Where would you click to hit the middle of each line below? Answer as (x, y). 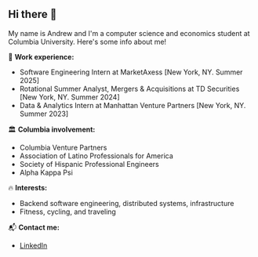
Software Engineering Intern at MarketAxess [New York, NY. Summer (131, 72)
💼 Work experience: (41, 56)
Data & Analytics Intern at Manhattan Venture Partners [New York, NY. (133, 105)
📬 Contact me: (34, 227)
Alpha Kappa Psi (46, 172)
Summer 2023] (44, 114)
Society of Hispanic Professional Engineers (89, 164)
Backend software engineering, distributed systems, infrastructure (127, 203)
